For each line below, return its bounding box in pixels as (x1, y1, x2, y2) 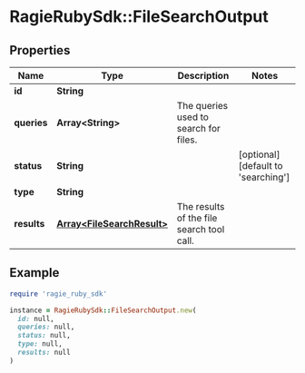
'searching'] (238, 171, 290, 183)
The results (176, 201, 225, 212)
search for (176, 123, 221, 134)
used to (176, 111, 209, 123)
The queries (176, 100, 229, 112)
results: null (17, 348, 71, 358)
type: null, (17, 339, 64, 348)
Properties (9, 43, 71, 58)
